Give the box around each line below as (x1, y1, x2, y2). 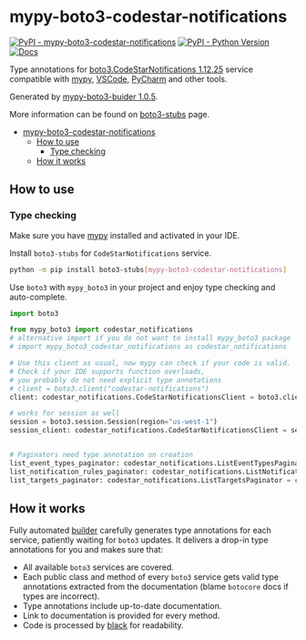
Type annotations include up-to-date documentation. (22, 601, 222, 612)
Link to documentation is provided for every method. (22, 610, 220, 621)
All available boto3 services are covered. (22, 562, 175, 573)
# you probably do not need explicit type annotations (9, 375, 222, 384)
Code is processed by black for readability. (22, 620, 184, 631)
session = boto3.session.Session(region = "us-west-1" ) (9, 417, 219, 427)
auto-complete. (9, 291, 67, 302)
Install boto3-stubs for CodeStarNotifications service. (9, 248, 212, 259)
